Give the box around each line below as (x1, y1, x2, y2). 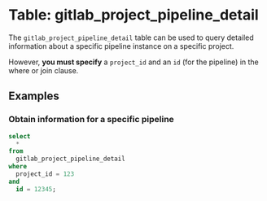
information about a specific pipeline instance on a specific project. (8, 41, 234, 50)
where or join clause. (8, 65, 79, 75)
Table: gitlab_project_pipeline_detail (8, 6, 259, 24)
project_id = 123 (15, 170, 75, 178)
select (8, 132, 31, 140)
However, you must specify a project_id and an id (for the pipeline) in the (8, 57, 259, 67)
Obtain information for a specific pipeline (8, 114, 175, 125)
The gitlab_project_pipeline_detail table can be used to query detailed (8, 33, 254, 42)
